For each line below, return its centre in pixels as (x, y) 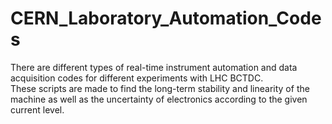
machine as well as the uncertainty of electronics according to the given (159, 99)
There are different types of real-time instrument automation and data (154, 67)
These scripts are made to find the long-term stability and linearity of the (160, 88)
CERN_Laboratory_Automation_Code (166, 18)
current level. (37, 109)
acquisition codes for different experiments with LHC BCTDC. (137, 78)
